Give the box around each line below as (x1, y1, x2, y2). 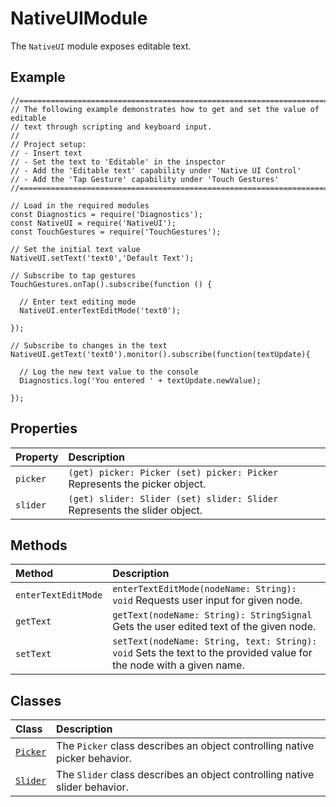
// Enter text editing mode (19, 297, 137, 307)
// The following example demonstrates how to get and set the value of (10, 104, 320, 114)
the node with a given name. (112, 658, 245, 672)
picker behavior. (56, 752, 133, 766)
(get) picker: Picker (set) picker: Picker (68, 467, 279, 478)
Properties (10, 420, 78, 437)
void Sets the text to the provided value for (112, 646, 313, 660)
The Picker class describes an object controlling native (56, 739, 315, 753)
